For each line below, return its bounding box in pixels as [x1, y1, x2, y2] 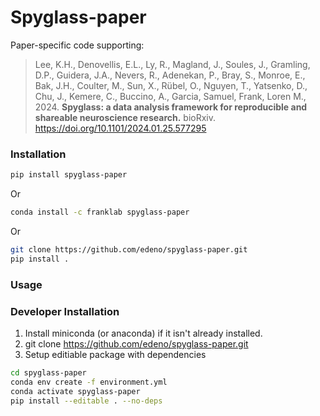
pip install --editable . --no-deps [10, 396, 163, 406]
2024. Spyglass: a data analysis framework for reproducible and [34, 101, 308, 113]
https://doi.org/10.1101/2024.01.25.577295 [34, 122, 207, 134]
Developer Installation [10, 304, 120, 318]
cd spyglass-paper [10, 367, 87, 378]
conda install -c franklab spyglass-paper [10, 207, 190, 218]
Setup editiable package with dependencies [24, 348, 207, 360]
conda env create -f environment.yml [10, 377, 168, 387]
